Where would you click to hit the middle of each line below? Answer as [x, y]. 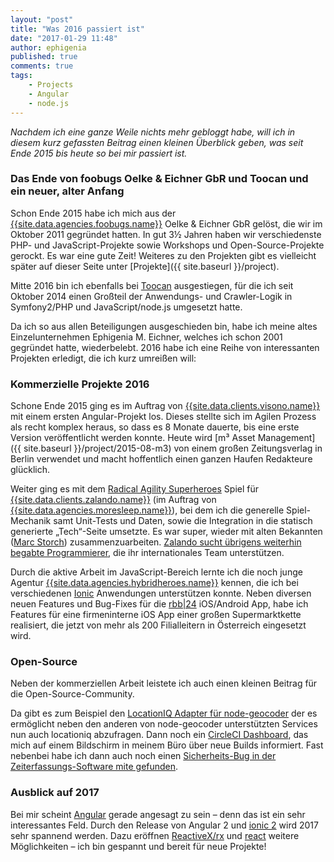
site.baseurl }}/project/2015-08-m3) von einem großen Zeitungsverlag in [173, 448]
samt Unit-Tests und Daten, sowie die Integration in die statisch [183, 521]
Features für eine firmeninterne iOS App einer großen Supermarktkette [156, 615]
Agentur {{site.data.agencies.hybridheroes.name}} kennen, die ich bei [154, 583]
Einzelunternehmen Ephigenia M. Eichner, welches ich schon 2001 [146, 337]
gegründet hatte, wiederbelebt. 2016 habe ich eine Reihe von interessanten [165, 347]
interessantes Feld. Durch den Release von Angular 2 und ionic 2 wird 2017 [164, 825]
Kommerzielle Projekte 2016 [80, 384]
